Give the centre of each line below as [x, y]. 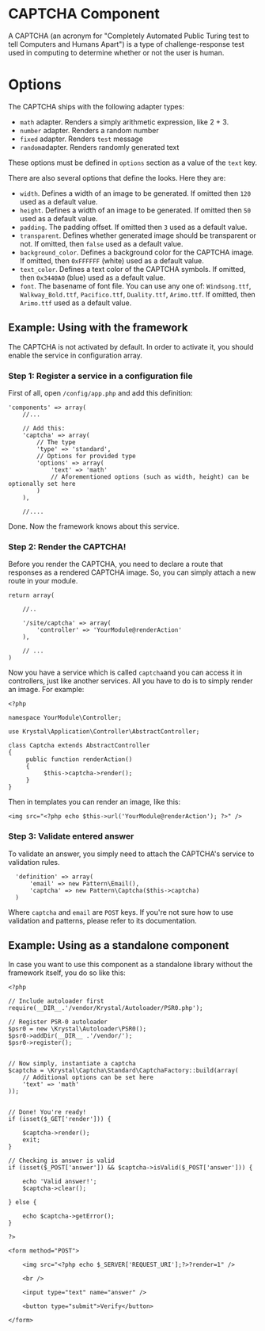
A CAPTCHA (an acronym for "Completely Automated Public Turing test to [129, 36]
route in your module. [43, 581]
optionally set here [42, 484]
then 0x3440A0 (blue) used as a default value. [93, 277]
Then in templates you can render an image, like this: [94, 802]
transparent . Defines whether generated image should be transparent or [138, 235]
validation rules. [34, 862]
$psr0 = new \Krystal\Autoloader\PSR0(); [78, 1029]
